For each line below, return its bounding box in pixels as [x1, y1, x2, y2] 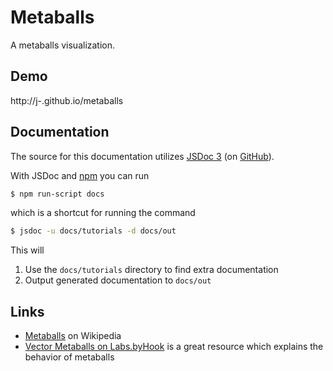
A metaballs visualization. [10, 39, 116, 51]
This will [10, 244, 45, 256]
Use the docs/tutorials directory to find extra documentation [24, 264, 279, 276]
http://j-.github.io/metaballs [10, 94, 124, 106]
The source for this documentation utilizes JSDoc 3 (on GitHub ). [10, 150, 275, 162]
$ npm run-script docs [10, 189, 105, 199]
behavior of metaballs [24, 351, 115, 363]
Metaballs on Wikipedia [24, 330, 122, 342]
